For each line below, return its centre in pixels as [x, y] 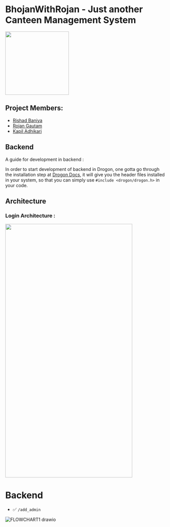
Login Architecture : [30, 216]
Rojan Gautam [27, 126]
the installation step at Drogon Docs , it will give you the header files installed [85, 174]
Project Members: [34, 108]
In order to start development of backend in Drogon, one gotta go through [82, 169]
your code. [16, 185]
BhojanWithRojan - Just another [74, 9]
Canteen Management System [71, 20]
